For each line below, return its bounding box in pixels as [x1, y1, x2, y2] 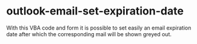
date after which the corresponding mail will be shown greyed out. [6, 30, 172, 37]
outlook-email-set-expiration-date [6, 4, 184, 18]
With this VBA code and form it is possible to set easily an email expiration [6, 24, 192, 31]
